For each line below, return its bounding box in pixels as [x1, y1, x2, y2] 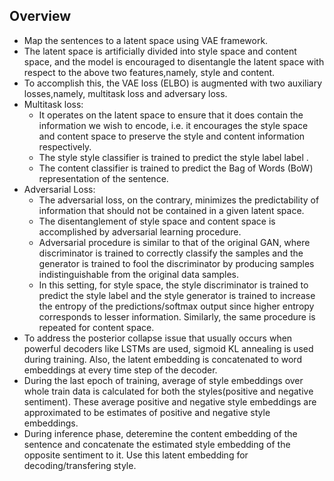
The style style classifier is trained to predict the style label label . [38, 151, 309, 163]
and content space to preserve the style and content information [38, 130, 306, 142]
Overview [9, 8, 72, 25]
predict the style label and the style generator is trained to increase [38, 289, 316, 301]
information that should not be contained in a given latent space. [38, 204, 305, 216]
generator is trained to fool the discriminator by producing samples [38, 257, 315, 269]
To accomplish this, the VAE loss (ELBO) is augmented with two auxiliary [23, 77, 323, 89]
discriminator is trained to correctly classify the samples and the [38, 247, 304, 259]
